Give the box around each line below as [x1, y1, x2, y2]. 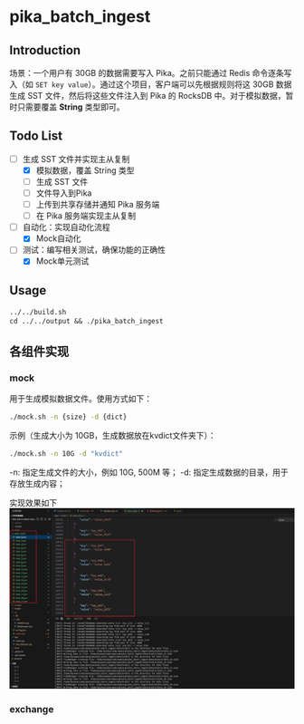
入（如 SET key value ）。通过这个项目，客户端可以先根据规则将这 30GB [9, 79, 274, 90]
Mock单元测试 [35, 256, 90, 266]
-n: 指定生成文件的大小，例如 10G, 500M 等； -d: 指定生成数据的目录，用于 [9, 467, 290, 478]
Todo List [9, 129, 63, 144]
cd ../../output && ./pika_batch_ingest [9, 317, 165, 326]
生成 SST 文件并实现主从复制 [22, 153, 130, 164]
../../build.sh [9, 308, 67, 317]
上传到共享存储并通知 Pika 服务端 [35, 199, 160, 210]
